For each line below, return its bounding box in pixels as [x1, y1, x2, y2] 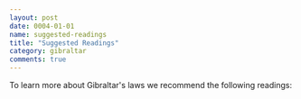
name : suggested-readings [9, 30, 107, 39]
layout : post [9, 13, 59, 22]
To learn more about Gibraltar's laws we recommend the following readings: [9, 80, 292, 90]
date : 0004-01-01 [9, 22, 75, 31]
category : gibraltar [9, 47, 88, 56]
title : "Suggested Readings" [9, 38, 119, 48]
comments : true [9, 55, 67, 64]
